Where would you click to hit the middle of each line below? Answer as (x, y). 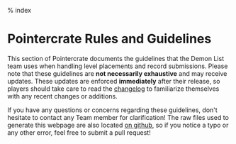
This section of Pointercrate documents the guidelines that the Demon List (116, 58)
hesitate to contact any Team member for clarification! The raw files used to (118, 117)
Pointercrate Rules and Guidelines (109, 39)
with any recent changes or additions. (63, 96)
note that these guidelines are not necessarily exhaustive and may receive (117, 73)
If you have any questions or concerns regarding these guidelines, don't (112, 110)
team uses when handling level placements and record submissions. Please (118, 66)
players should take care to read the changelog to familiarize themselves (113, 89)
